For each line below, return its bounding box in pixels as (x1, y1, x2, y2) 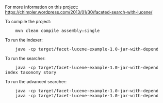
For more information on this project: (5, 4, 79, 10)
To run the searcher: (5, 56, 46, 61)
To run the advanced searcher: (5, 79, 67, 84)
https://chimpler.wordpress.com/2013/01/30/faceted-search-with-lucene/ (5, 9, 153, 15)
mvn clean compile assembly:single (15, 28, 100, 33)
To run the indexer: (5, 37, 43, 43)
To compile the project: (5, 19, 51, 24)
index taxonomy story (5, 70, 57, 75)
